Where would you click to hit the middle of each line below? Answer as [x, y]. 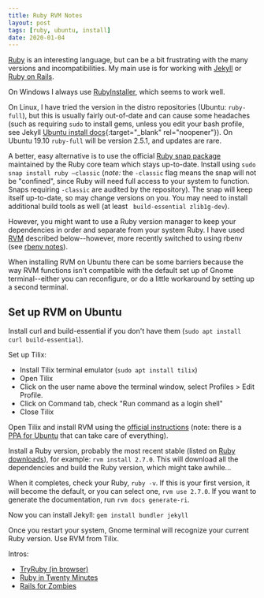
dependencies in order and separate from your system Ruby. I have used [126, 230]
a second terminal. [38, 287]
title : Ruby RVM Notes [45, 15]
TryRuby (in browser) [54, 570]
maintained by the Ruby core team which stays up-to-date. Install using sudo [132, 164]
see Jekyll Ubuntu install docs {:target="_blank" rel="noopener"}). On [121, 133]
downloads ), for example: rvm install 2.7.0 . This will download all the [123, 459]
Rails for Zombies [48, 586]
